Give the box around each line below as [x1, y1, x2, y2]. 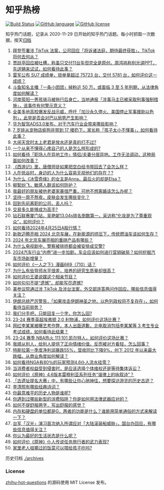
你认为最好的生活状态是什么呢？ [12, 432, 77, 438]
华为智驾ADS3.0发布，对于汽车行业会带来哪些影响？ [12, 121, 118, 127]
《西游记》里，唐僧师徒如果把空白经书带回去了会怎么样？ [12, 163, 128, 169]
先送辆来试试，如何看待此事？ [12, 66, 73, 71]
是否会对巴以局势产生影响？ [32, 114, 88, 120]
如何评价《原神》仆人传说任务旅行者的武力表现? [12, 439, 109, 445]
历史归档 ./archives [5, 455, 44, 461]
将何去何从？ [12, 53, 39, 59]
